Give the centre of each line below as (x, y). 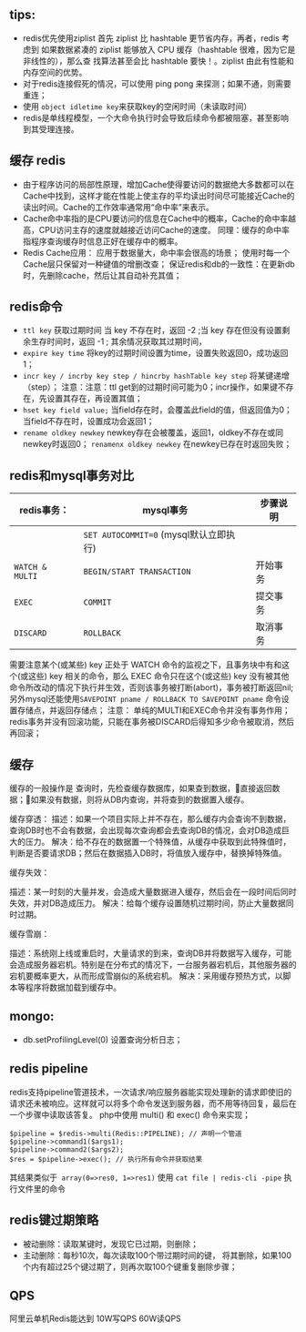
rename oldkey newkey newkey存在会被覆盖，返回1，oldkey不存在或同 (153, 432)
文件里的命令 (41, 1188)
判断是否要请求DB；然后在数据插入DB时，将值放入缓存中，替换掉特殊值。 (148, 853)
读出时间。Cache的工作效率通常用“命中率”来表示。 (118, 207)
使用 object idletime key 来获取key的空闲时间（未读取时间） (137, 106)
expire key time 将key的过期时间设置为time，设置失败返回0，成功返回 (155, 353)
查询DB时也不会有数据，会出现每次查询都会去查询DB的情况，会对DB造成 (146, 830)
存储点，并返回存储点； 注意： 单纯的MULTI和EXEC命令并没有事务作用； (153, 710)
